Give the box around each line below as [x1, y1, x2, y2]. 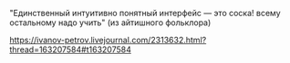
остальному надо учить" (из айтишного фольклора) [9, 17, 212, 28]
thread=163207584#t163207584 [9, 44, 132, 55]
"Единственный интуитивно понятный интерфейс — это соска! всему [9, 8, 281, 18]
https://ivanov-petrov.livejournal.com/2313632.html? [9, 35, 207, 45]
